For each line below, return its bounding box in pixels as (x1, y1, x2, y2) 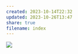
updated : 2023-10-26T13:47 (6, 14, 73, 20)
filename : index (6, 25, 46, 31)
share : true (6, 20, 35, 26)
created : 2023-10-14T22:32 (6, 8, 73, 15)
